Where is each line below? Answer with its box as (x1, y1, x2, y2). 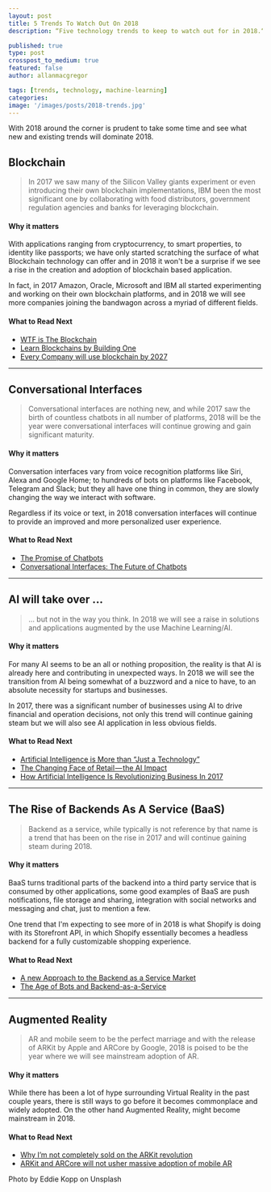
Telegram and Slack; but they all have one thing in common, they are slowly (8, 483, 260, 494)
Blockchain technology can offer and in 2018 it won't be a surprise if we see (8, 257, 261, 266)
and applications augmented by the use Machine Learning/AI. (27, 622, 233, 632)
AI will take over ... (8, 592, 103, 607)
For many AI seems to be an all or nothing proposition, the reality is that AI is (8, 659, 262, 668)
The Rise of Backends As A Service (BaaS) (8, 803, 226, 817)
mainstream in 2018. (8, 1114, 76, 1123)
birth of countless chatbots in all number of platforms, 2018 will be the (27, 413, 261, 422)
